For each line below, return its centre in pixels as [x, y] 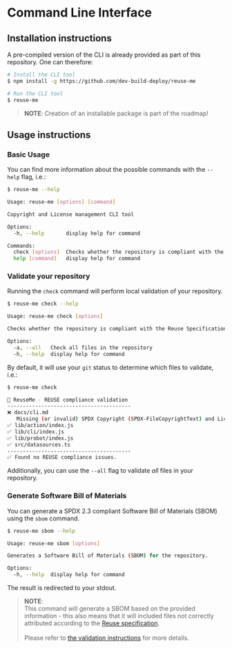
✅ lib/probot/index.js [40, 438]
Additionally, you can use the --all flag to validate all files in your [100, 471]
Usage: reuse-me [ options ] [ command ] [61, 202]
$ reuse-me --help [33, 190]
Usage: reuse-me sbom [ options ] [54, 543]
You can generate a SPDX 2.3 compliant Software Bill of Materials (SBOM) [112, 511]
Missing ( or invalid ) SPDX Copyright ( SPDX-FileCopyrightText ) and [115, 419]
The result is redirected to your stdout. [62, 588]
